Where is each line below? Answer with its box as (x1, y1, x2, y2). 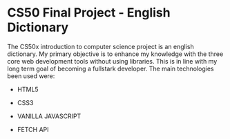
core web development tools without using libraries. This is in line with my (7, 57, 218, 65)
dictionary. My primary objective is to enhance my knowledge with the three (7, 50, 224, 58)
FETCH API (17, 125, 50, 133)
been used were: (7, 71, 55, 80)
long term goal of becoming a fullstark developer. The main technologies (7, 64, 214, 73)
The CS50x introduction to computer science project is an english (7, 42, 195, 50)
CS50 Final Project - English (7, 5, 171, 21)
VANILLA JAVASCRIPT (17, 112, 82, 120)
